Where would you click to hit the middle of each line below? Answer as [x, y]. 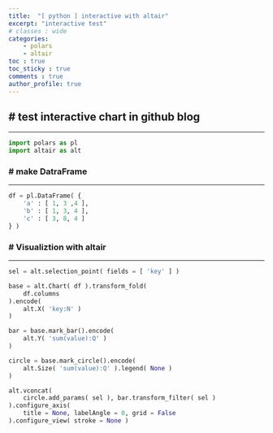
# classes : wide [38, 31]
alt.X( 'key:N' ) [52, 309]
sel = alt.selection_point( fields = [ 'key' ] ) [94, 272]
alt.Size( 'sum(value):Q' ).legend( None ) [98, 368]
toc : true [27, 62]
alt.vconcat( [30, 391]
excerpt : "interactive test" [58, 24]
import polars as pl [43, 143]
